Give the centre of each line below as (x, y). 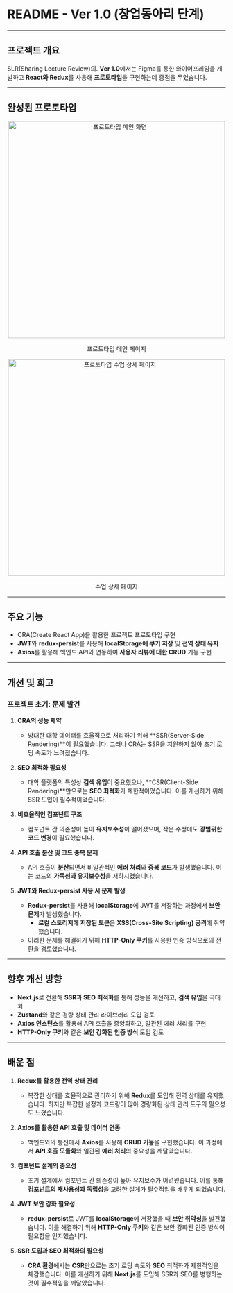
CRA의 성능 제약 (39, 721)
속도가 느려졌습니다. (62, 753)
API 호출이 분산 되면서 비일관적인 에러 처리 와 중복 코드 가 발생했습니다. (121, 868)
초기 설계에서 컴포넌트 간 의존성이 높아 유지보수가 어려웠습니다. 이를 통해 (126, 1180)
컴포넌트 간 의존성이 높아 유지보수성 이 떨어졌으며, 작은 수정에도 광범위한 (125, 829)
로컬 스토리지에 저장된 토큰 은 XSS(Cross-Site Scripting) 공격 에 (125, 923)
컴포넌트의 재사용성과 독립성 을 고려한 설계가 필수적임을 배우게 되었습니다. (126, 1189)
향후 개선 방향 (35, 979)
